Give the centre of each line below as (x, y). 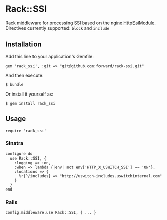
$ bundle (14, 84)
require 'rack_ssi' (26, 131)
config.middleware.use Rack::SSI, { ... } (51, 213)
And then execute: (24, 75)
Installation (23, 44)
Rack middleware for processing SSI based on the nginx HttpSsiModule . (81, 23)
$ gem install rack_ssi (30, 103)
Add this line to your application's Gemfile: (49, 56)
